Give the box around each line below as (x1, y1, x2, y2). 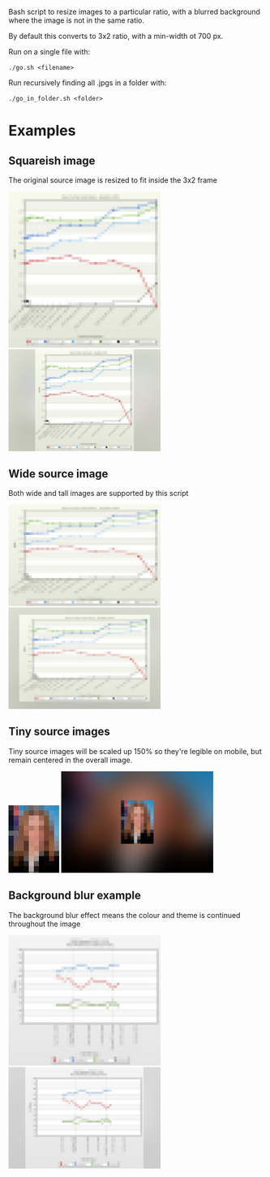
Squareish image (8, 153, 96, 167)
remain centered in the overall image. (8, 755, 133, 765)
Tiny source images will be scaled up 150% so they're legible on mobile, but (8, 746, 262, 756)
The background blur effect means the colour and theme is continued (8, 910, 241, 920)
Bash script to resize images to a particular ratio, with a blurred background (8, 7, 261, 16)
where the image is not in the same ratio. (8, 15, 144, 25)
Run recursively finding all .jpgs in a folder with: (8, 78, 167, 88)
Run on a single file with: (8, 47, 91, 56)
